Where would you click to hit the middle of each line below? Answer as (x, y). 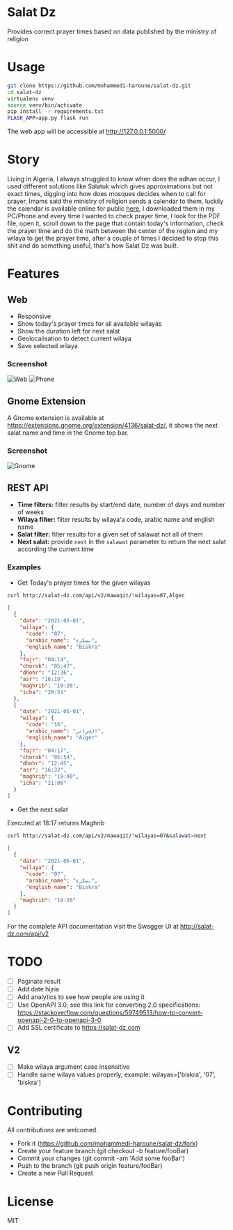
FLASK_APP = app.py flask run (48, 118)
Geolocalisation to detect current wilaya (74, 338)
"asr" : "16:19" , (43, 680)
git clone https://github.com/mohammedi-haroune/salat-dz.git (99, 85)
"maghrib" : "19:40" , (49, 777)
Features (33, 274)
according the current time (55, 549)
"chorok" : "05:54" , (48, 757)
